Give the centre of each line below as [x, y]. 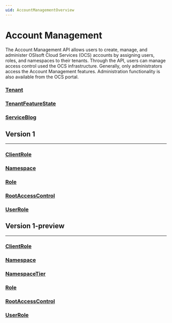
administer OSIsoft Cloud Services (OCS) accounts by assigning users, [80, 55]
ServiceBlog [21, 117]
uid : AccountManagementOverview [40, 10]
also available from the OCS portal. [42, 77]
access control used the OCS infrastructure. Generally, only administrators [84, 66]
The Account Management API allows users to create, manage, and [76, 50]
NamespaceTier [26, 274]
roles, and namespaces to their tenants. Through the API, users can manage [85, 60]
